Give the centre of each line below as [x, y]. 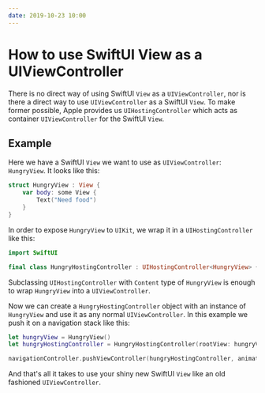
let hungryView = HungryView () [60, 337]
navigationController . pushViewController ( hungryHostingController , [121, 359]
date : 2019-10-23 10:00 [47, 15]
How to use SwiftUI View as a [105, 54]
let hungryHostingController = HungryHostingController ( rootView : [119, 345]
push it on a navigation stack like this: [69, 323]
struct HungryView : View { [54, 185]
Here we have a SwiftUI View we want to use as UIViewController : [115, 162]
